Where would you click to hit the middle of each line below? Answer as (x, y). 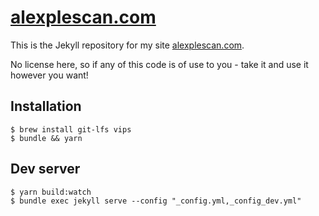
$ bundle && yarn (46, 138)
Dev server (45, 169)
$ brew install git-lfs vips (71, 129)
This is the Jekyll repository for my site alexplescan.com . (127, 45)
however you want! (49, 75)
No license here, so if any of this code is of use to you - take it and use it (159, 64)
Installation (46, 106)
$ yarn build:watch (51, 192)
